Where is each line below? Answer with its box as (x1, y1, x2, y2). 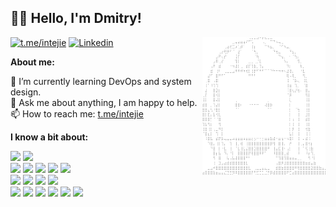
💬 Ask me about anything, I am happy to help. (10, 96, 198, 108)
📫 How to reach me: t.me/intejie (10, 107, 144, 120)
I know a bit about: (10, 131, 89, 143)
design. (10, 86, 42, 98)
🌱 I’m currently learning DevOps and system (10, 75, 192, 87)
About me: (10, 56, 55, 68)
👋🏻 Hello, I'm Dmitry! (10, 10, 142, 27)
